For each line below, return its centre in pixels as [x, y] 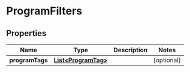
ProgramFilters [44, 11]
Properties [26, 33]
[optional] [167, 60]
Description [131, 50]
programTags [29, 60]
